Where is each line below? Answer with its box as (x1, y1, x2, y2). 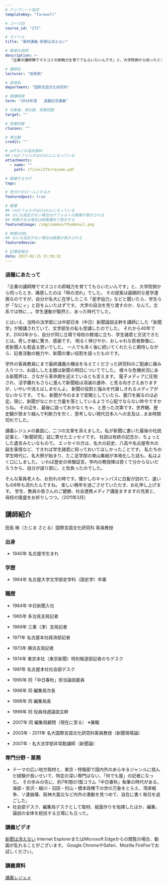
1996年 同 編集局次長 (12, 687, 56, 693)
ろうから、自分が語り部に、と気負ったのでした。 (5, 465, 105, 471)
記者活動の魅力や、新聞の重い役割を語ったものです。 (13, 350, 123, 356)
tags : (5, 181, 16, 186)
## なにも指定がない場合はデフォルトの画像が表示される (5, 213, 104, 218)
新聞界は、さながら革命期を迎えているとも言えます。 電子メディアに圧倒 (9, 373, 158, 379)
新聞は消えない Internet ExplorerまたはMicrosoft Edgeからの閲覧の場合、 (5, 836, 155, 842)
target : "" (5, 112, 28, 117)
